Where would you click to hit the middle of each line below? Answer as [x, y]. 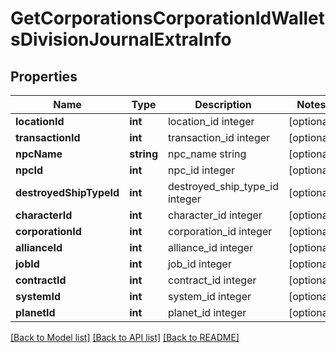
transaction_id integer [219, 137]
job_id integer [199, 264]
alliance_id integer [210, 247]
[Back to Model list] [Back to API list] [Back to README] [125, 337]
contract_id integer [212, 280]
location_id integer [211, 121]
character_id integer [215, 215]
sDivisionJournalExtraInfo [121, 39]
